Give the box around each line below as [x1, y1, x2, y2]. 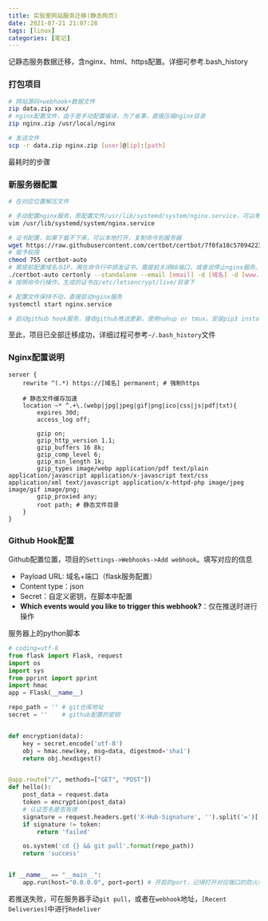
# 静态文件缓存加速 [22, 395, 78, 403]
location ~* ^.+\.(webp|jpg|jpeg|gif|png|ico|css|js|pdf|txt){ [22, 401, 238, 410]
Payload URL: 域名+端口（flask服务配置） [19, 572, 157, 582]
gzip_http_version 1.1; [37, 436, 116, 444]
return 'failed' [37, 828, 91, 836]
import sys [8, 666, 45, 675]
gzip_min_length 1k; [37, 457, 105, 466]
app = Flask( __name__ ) [8, 689, 84, 697]
